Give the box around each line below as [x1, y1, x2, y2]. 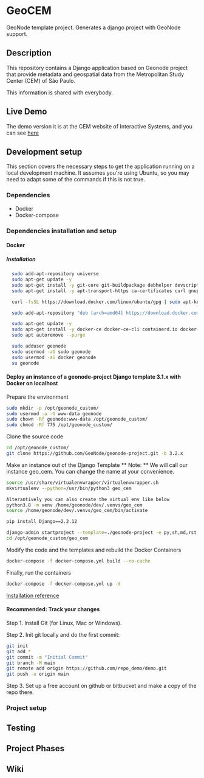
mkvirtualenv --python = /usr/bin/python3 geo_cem [6, 485, 132, 491]
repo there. [6, 689, 35, 696]
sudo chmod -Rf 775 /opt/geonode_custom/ [6, 422, 113, 428]
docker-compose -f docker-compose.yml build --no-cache [6, 558, 151, 564]
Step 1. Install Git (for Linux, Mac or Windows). [6, 619, 122, 626]
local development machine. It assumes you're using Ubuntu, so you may [6, 169, 189, 177]
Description [6, 48, 52, 58]
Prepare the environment [6, 393, 69, 401]
